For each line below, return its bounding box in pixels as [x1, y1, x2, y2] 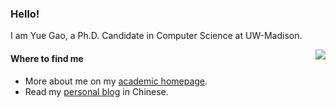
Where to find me [10, 52, 84, 64]
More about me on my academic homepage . [24, 75, 208, 87]
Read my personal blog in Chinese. [24, 85, 169, 97]
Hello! [10, 7, 40, 21]
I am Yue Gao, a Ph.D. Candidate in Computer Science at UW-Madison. [10, 30, 303, 42]
